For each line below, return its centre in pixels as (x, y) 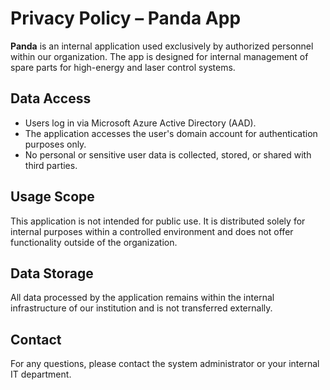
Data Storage (52, 273)
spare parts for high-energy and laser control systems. (123, 67)
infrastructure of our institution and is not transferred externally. (141, 308)
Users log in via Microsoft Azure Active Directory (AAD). (140, 123)
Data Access (51, 98)
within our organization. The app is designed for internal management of (159, 56)
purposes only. (55, 144)
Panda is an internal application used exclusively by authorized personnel (162, 46)
